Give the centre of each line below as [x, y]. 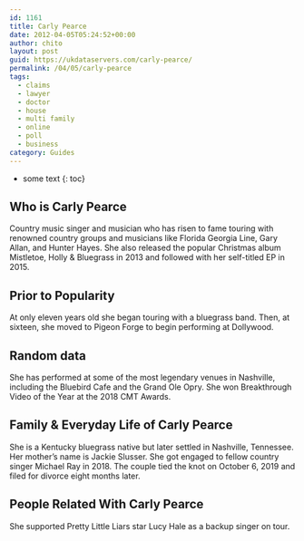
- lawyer [34, 93]
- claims [34, 85]
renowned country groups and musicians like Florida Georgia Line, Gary [144, 238]
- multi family [46, 119]
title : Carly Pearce [49, 26]
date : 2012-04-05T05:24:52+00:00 [73, 34]
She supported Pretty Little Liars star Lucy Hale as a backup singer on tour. [150, 526]
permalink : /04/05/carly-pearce [70, 69]
